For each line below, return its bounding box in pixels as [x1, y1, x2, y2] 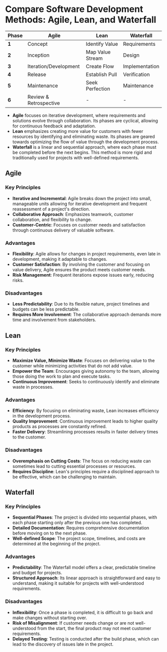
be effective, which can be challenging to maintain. [12, 474, 117, 480]
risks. [12, 277, 24, 283]
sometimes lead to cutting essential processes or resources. [12, 463, 136, 469]
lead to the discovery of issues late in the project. [12, 641, 114, 647]
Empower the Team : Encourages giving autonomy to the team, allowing [12, 368, 160, 374]
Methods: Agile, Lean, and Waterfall [5, 14, 157, 25]
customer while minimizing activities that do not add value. [12, 362, 133, 369]
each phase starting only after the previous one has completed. [12, 520, 143, 526]
